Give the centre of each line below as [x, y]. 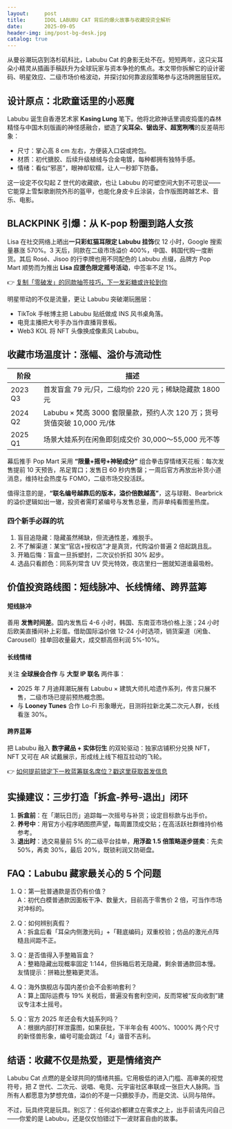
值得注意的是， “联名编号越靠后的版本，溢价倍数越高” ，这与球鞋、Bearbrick [115, 493]
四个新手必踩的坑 [36, 521]
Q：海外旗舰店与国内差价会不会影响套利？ [77, 987]
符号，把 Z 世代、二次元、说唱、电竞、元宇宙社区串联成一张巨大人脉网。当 [114, 1087]
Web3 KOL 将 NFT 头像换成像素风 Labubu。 [80, 331]
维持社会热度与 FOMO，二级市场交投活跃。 [87, 478]
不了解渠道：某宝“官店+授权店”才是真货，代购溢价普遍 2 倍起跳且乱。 [116, 546]
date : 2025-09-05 [41, 26]
